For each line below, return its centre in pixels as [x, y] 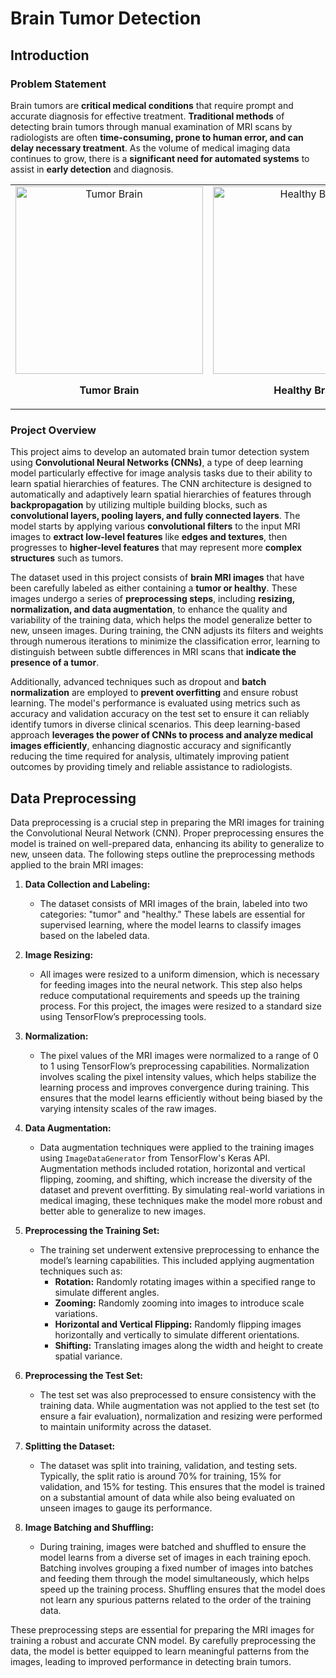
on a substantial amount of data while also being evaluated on [167, 1497]
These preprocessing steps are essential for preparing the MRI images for [162, 1629]
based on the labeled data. [94, 935]
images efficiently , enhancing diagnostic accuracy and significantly [151, 746]
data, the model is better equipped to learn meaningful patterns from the [160, 1651]
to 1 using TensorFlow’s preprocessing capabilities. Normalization [174, 1066]
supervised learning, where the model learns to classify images [170, 924]
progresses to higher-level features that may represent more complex [156, 548]
